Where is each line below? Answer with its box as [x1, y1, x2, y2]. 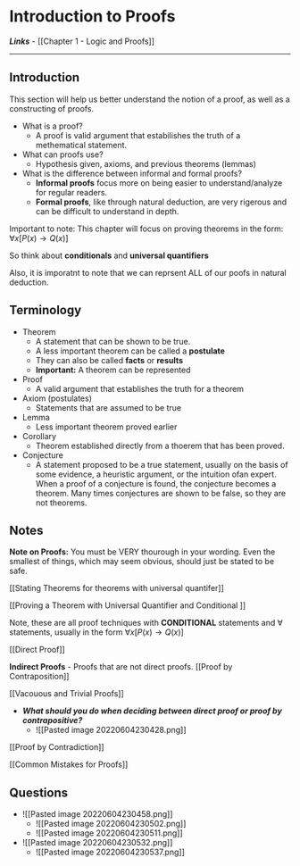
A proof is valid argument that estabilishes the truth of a [35, 129, 241, 140]
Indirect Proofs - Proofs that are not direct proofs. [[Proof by [9, 662, 233, 672]
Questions [9, 785, 69, 800]
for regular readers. [35, 187, 108, 197]
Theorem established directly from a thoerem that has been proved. [35, 440, 285, 451]
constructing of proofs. [9, 103, 95, 113]
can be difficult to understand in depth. [35, 205, 179, 216]
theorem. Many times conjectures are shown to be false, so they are [35, 487, 287, 498]
